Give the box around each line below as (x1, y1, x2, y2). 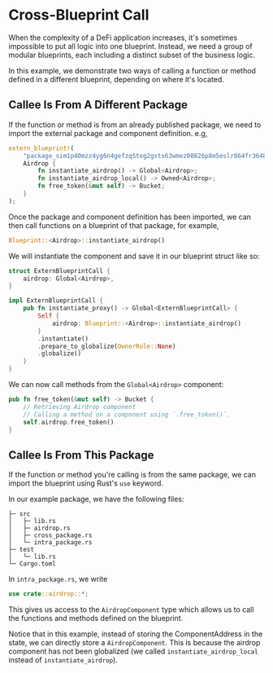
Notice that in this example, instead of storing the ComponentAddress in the (8, 629, 263, 639)
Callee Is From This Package (8, 448, 154, 462)
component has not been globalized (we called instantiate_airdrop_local (8, 646, 258, 657)
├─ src (8, 510, 31, 518)
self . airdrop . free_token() (23, 418, 115, 426)
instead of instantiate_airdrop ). (8, 655, 118, 665)
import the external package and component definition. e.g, (8, 128, 208, 138)
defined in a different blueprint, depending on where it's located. (8, 74, 225, 84)
